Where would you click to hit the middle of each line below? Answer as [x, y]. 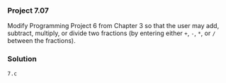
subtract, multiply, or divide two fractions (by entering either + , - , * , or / [112, 33]
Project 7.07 [28, 11]
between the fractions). [41, 41]
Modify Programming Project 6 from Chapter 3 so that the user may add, [113, 26]
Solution [22, 59]
